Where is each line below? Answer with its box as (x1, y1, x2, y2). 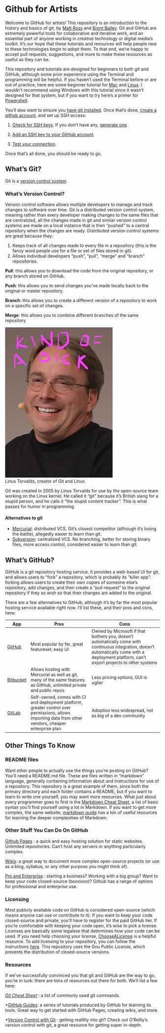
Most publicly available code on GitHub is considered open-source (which (5, 907, 155, 913)
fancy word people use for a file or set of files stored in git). (12, 248, 133, 254)
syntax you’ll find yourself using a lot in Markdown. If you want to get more (5, 804, 156, 810)
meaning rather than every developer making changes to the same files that (5, 212, 159, 218)
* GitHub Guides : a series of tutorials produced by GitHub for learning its (5, 1002, 151, 1008)
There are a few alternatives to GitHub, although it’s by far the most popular (5, 600, 158, 606)
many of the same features (30, 677, 85, 683)
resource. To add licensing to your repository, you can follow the (5, 939, 136, 945)
